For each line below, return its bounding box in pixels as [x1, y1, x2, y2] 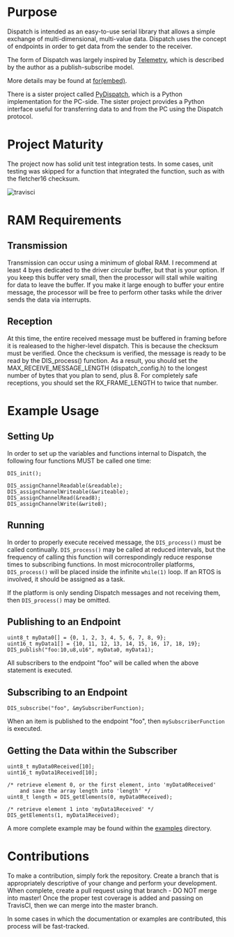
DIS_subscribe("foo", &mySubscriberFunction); [7, 705, 145, 712]
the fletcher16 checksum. [7, 174, 80, 183]
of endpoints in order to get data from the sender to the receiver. [7, 42, 193, 50]
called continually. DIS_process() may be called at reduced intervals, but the [7, 545, 226, 554]
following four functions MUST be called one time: [7, 456, 152, 465]
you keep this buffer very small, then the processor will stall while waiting [7, 273, 218, 281]
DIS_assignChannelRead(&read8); [7, 494, 101, 502]
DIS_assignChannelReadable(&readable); [7, 482, 123, 489]
